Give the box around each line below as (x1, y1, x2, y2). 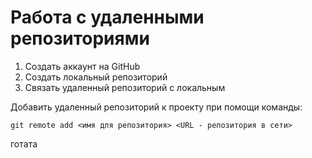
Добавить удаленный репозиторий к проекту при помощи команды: (10, 101, 303, 113)
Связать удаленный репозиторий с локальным (24, 81, 226, 93)
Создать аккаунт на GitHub (24, 60, 141, 72)
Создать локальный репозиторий (24, 71, 168, 83)
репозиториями (10, 27, 150, 50)
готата (10, 137, 38, 150)
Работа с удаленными (10, 6, 205, 29)
